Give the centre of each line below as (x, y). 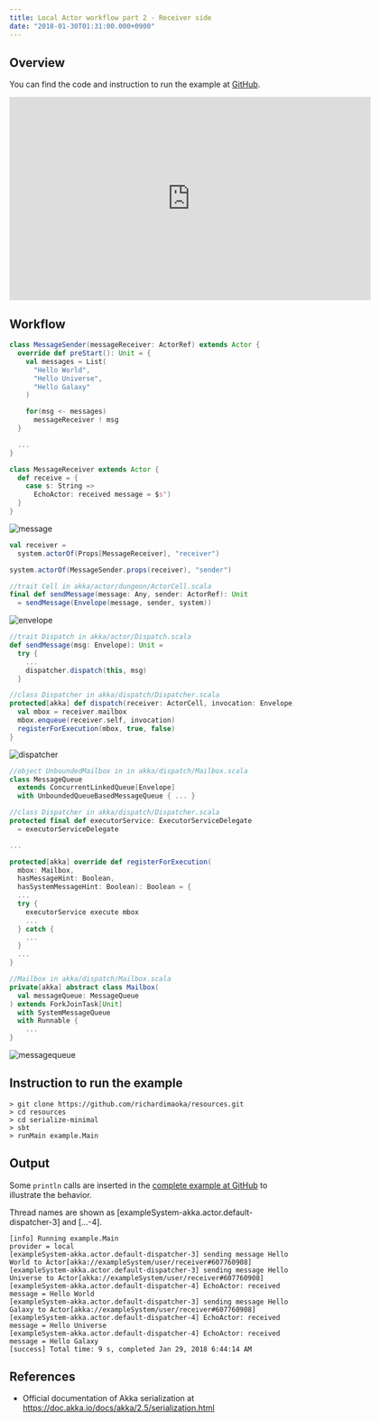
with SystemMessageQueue (64, 1013)
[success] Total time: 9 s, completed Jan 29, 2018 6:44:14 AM (131, 1349)
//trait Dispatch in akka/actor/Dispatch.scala (101, 637)
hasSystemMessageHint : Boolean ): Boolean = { (105, 887)
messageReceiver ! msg (76, 420)
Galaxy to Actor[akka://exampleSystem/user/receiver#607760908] (133, 1310)
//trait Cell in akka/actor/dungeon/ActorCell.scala (111, 586)
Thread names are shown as (62, 1212)
